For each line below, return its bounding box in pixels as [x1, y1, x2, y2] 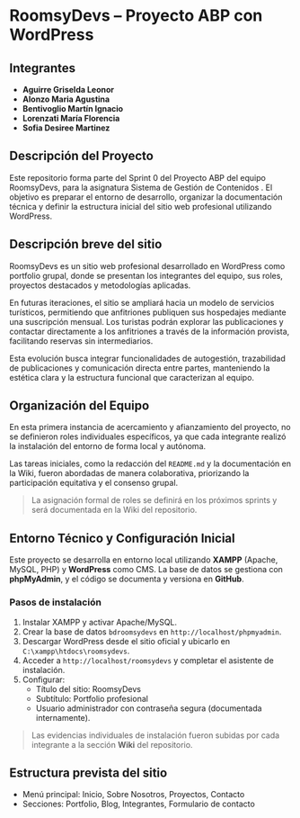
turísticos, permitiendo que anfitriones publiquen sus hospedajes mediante [9, 307, 287, 318]
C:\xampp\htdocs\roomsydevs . [22, 645, 130, 656]
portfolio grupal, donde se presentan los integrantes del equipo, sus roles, [9, 270, 283, 281]
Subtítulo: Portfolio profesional [35, 693, 148, 704]
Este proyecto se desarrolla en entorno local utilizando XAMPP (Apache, [9, 554, 278, 565]
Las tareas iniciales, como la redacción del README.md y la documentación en [9, 458, 292, 469]
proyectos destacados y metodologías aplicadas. [9, 280, 191, 291]
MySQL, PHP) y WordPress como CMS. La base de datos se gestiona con [9, 564, 283, 575]
